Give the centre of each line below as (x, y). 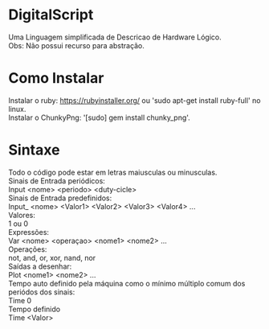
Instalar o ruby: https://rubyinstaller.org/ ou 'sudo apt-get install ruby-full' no (134, 100)
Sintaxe (34, 150)
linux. (17, 109)
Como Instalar (56, 78)
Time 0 (20, 300)
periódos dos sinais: (42, 292)
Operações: (28, 249)
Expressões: (29, 232)
